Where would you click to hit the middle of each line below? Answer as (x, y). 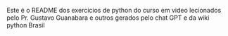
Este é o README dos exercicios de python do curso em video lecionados (114, 10)
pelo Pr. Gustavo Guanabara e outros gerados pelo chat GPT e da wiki (108, 18)
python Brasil (26, 25)
